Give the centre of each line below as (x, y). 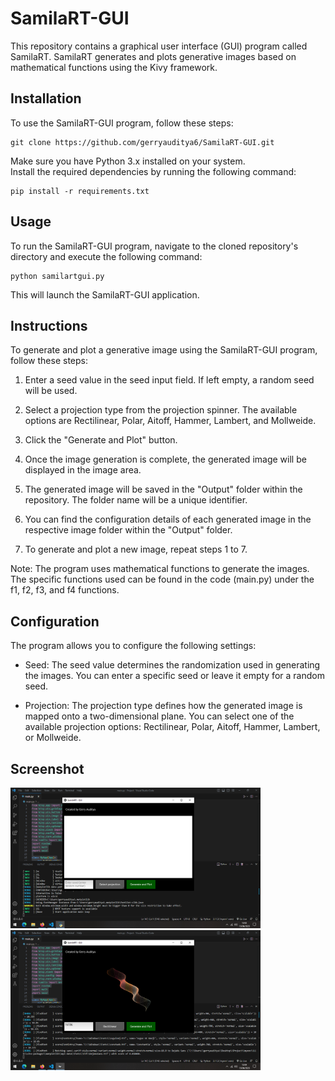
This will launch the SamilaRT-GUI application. (105, 294)
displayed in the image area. (83, 470)
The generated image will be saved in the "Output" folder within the (163, 489)
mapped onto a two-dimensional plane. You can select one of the (159, 716)
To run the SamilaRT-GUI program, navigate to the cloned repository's (154, 246)
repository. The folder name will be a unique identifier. (136, 500)
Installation (46, 98)
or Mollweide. (53, 738)
